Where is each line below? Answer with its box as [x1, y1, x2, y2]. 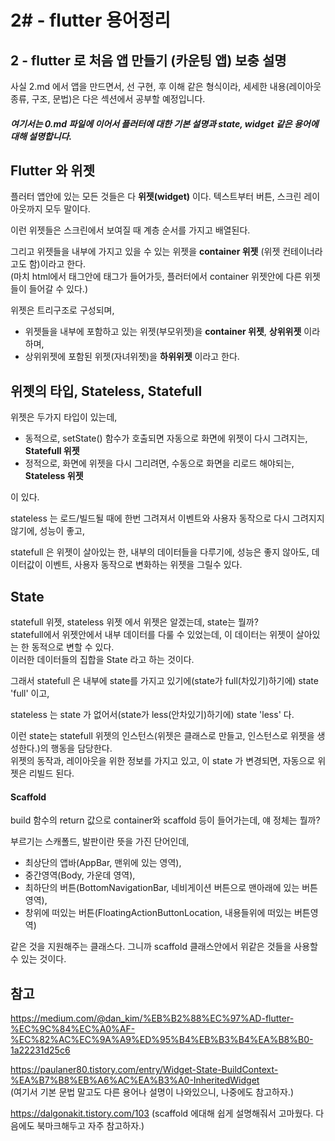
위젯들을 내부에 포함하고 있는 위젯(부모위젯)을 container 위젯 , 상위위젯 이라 [24, 326, 321, 338]
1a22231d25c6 [10, 1044, 71, 1056]
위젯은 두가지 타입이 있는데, [10, 411, 118, 423]
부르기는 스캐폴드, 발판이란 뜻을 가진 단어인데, [10, 836, 190, 848]
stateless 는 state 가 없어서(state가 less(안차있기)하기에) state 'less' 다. [10, 709, 295, 721]
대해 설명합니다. [10, 130, 73, 142]
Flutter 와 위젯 [10, 162, 96, 179]
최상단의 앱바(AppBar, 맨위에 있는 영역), [24, 857, 182, 869]
